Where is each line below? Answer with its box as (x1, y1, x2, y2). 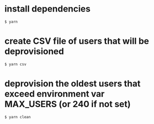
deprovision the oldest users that (4, 78, 141, 89)
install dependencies (4, 3, 91, 14)
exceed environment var (4, 88, 105, 99)
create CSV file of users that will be (4, 36, 150, 46)
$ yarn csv (4, 62, 27, 67)
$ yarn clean (4, 114, 31, 119)
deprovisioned (4, 46, 64, 56)
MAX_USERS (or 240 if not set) (4, 98, 131, 110)
